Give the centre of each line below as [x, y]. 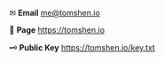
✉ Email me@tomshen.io [55, 13]
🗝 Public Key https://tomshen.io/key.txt [82, 47]
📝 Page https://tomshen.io [57, 30]
